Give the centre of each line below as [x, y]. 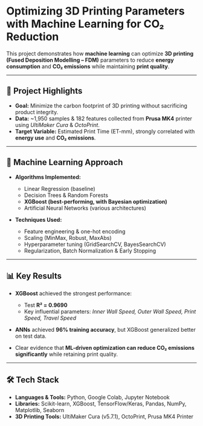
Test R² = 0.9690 [46, 305]
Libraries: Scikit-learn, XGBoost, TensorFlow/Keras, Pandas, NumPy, [101, 404]
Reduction [33, 37]
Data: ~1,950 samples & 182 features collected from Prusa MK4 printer [103, 118]
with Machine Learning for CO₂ [85, 24]
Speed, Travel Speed [50, 318]
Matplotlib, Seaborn [40, 410]
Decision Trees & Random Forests [66, 195]
